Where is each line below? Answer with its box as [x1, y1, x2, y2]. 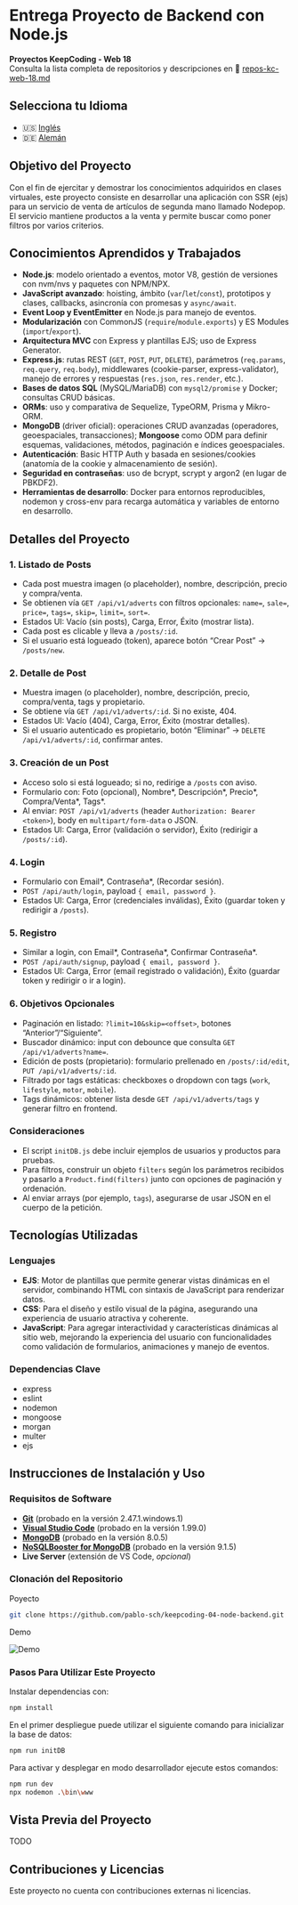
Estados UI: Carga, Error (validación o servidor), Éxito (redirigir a [21, 824, 258, 835]
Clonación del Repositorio [9, 1573, 124, 1585]
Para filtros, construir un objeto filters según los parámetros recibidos [21, 1163, 285, 1175]
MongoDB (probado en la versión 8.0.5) [21, 1532, 169, 1543]
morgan [21, 1421, 52, 1431]
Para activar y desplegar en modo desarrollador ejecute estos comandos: [9, 1762, 278, 1772]
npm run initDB [9, 1746, 66, 1755]
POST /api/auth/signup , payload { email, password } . [21, 956, 221, 967]
